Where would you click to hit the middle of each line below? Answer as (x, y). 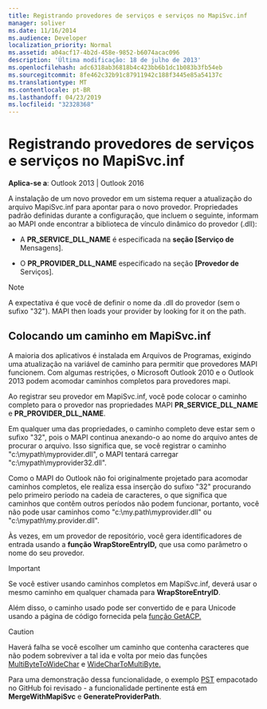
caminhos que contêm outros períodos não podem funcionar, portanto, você (134, 503)
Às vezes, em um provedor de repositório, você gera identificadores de (125, 536)
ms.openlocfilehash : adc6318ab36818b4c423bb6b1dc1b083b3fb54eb (116, 68)
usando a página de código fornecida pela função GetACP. (105, 616)
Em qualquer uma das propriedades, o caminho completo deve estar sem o (132, 428)
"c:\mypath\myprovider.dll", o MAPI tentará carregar (94, 454)
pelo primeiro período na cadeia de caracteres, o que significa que (118, 494)
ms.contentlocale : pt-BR (49, 90)
